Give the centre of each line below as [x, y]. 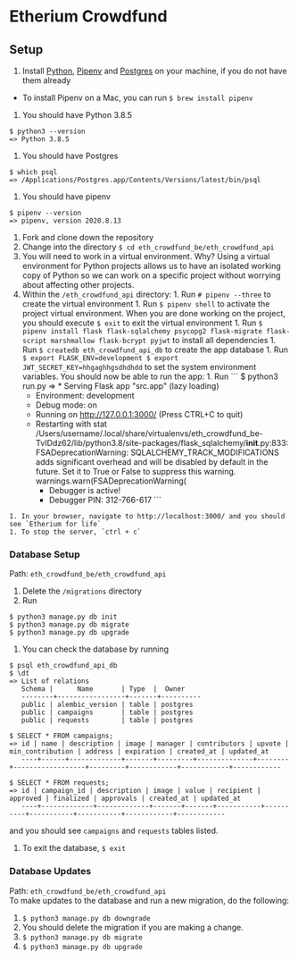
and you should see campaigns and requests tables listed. [114, 831]
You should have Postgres [70, 156]
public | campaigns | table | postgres [107, 712]
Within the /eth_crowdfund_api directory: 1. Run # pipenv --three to [147, 294]
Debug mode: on [66, 405]
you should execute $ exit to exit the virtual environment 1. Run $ [142, 323]
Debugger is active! [85, 490]
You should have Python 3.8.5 [77, 115]
